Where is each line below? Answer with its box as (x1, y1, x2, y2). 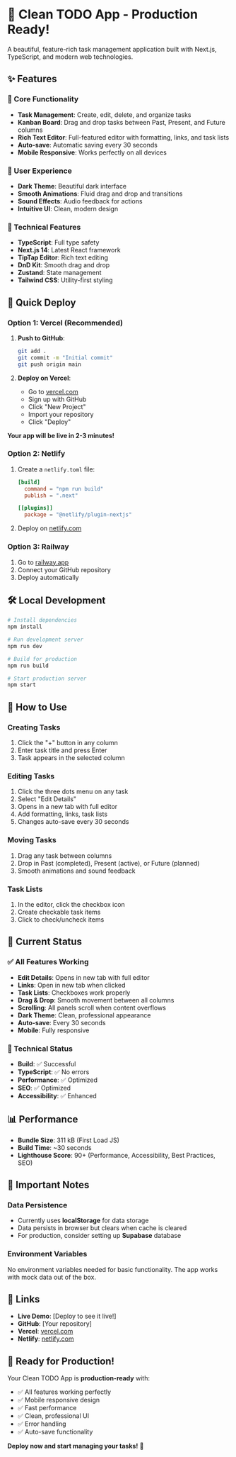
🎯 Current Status (7, 936, 83, 948)
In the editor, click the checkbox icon (17, 900, 125, 908)
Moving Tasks (7, 835, 57, 845)
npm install (7, 623, 42, 630)
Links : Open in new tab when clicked (17, 981, 126, 989)
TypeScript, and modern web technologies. (7, 52, 134, 61)
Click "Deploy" (28, 418, 71, 426)
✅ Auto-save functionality (17, 1428, 93, 1436)
